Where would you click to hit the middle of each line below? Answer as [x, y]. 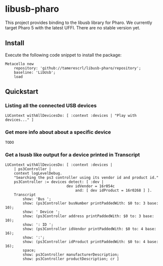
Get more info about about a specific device [58, 132]
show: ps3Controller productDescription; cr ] [71, 259]
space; [29, 250]
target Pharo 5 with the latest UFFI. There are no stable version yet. [73, 27]
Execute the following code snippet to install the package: [63, 55]
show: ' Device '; [41, 212]
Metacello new [20, 64]
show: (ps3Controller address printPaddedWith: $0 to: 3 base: [88, 216]
